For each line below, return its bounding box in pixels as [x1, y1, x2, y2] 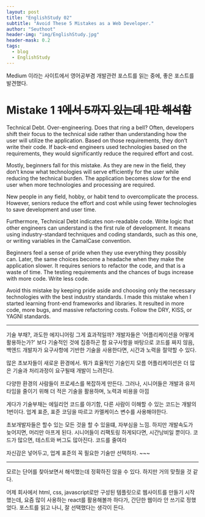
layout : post [6, 9, 40, 15]
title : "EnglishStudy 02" [6, 15, 72, 21]
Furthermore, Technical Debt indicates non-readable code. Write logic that [6, 217, 193, 225]
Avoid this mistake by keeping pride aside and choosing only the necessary [6, 286, 196, 294]
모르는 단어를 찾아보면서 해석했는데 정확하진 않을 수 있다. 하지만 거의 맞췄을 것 [6, 468, 192, 475]
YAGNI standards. [6, 313, 51, 320]
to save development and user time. [6, 206, 96, 213]
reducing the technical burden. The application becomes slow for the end [6, 175, 191, 182]
